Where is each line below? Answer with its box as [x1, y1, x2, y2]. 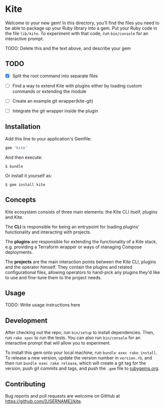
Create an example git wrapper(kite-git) [12, 98, 94, 104]
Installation [5, 122, 41, 131]
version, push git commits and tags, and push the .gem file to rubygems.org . [5, 365, 160, 371]
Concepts [5, 196, 36, 204]
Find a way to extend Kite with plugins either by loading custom [12, 83, 142, 89]
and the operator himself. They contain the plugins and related [5, 264, 132, 270]
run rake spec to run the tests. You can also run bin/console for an [5, 335, 141, 341]
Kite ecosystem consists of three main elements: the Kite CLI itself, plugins [5, 209, 158, 215]
